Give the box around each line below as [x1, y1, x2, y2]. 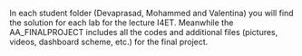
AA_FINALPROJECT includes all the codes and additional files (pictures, [9, 27, 278, 37]
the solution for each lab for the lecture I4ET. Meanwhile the [9, 17, 234, 28]
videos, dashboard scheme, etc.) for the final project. [9, 36, 209, 47]
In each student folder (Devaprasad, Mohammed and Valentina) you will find [9, 8, 294, 18]
